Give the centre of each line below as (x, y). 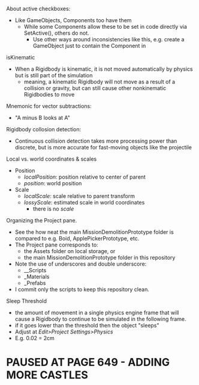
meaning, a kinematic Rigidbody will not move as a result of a (99, 82)
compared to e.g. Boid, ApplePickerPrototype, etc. (77, 238)
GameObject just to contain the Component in (89, 46)
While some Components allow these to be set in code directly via (105, 27)
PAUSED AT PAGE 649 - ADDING (88, 363)
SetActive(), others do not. (57, 33)
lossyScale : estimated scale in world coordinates (84, 202)
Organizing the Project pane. (42, 220)
